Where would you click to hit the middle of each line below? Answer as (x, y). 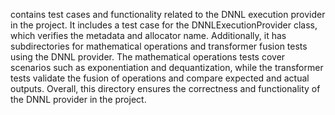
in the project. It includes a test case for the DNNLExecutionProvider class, (164, 25)
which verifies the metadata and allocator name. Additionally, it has (148, 35)
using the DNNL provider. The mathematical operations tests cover (148, 57)
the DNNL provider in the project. (78, 99)
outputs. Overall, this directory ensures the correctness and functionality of (165, 88)
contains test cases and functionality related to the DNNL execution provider (168, 14)
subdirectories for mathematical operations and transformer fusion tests (159, 46)
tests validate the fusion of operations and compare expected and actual (160, 78)
